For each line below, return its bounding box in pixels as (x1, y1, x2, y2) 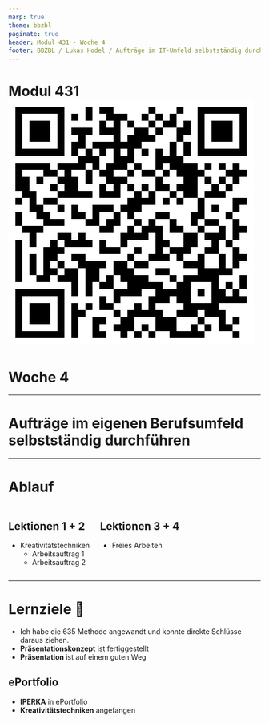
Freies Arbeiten (111, 540, 163, 550)
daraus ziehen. (19, 635, 70, 644)
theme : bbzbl (8, 21, 52, 30)
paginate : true (8, 30, 59, 38)
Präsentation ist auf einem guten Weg (19, 652, 147, 661)
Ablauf (8, 478, 54, 496)
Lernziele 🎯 (8, 600, 85, 619)
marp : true (8, 13, 45, 21)
